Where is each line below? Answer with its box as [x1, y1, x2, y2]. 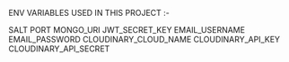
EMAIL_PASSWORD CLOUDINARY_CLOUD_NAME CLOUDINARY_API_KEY [8, 35, 280, 44]
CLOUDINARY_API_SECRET [8, 43, 110, 54]
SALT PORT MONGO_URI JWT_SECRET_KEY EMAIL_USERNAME [8, 25, 246, 35]
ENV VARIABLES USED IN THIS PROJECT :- [8, 8, 170, 18]
